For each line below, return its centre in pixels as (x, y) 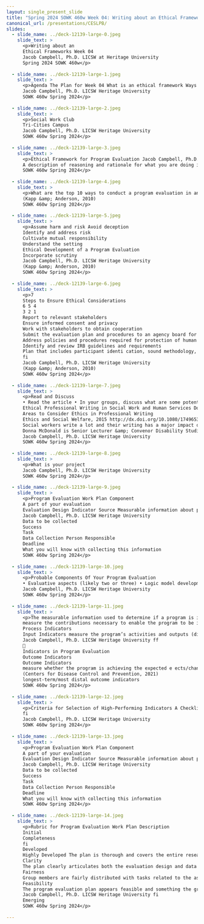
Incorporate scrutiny (50, 255)
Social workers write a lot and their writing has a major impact (108, 425)
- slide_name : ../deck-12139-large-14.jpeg (67, 816)
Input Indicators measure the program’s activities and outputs (105, 635)
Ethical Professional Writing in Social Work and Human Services (107, 408)
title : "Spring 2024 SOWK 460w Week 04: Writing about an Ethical (92, 18)
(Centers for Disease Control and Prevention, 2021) (90, 674)
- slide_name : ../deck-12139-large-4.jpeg (66, 182)
